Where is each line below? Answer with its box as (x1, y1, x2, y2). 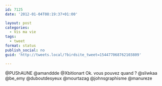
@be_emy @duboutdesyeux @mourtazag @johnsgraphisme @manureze (5, 75, 152, 81)
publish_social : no (5, 47, 45, 53)
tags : (5, 34, 16, 39)
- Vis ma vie (9, 30, 36, 35)
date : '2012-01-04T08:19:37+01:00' (5, 12, 78, 17)
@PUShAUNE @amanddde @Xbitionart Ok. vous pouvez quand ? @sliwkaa (5, 70, 158, 76)
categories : (5, 25, 29, 30)
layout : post (5, 21, 32, 25)
